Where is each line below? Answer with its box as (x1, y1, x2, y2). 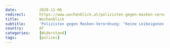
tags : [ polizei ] (5, 35, 60, 40)
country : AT (5, 26, 44, 31)
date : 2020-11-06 (5, 7, 62, 12)
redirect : (5, 12, 26, 17)
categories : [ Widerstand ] (5, 30, 67, 35)
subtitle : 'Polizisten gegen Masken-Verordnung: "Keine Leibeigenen (5, 21, 164, 26)
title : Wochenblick (5, 16, 65, 21)
